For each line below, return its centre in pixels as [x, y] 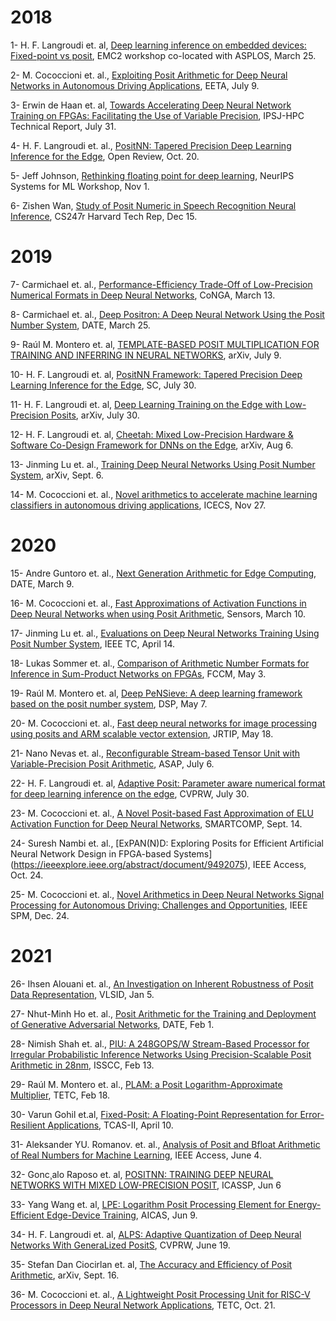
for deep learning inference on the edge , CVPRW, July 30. [130, 793]
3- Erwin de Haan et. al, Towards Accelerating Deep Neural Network [151, 105]
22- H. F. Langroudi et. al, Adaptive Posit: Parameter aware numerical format [168, 783]
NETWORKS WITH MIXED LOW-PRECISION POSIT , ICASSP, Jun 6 [146, 1185]
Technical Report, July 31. [63, 126]
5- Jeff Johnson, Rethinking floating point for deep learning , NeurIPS [152, 175]
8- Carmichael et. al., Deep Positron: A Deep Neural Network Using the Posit [167, 314]
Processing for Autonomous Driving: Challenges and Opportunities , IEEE [159, 905]
